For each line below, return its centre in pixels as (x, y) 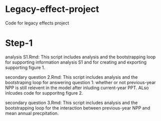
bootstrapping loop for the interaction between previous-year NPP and (78, 108)
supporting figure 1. (25, 67)
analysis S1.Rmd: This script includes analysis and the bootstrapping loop (80, 57)
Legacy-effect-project (52, 9)
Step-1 (19, 43)
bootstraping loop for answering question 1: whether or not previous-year (80, 82)
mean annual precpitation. (32, 113)
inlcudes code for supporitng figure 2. (44, 93)
